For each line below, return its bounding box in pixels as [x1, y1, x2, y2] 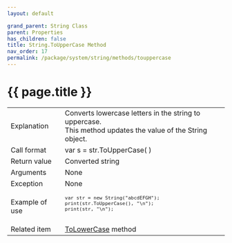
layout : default [7, 10, 54, 17]
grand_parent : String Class [7, 22, 88, 30]
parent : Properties [7, 29, 64, 36]
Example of [10, 197, 48, 207]
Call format [10, 145, 47, 155]
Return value [10, 156, 52, 166]
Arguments [10, 167, 47, 177]
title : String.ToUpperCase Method [7, 42, 107, 49]
